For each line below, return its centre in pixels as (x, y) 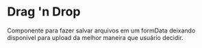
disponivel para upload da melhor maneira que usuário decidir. (95, 37)
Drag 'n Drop (44, 12)
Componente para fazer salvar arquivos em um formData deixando (101, 30)
